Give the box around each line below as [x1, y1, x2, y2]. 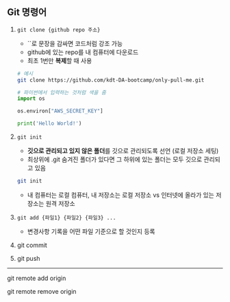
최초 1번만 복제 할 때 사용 [27, 56, 92, 65]
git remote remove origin [7, 287, 77, 295]
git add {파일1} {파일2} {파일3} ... [16, 214, 116, 221]
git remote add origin [7, 274, 66, 282]
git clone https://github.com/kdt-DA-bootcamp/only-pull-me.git [16, 76, 205, 84]
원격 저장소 [45, 199, 75, 207]
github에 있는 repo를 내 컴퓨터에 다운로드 [27, 47, 139, 56]
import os [16, 95, 46, 102]
